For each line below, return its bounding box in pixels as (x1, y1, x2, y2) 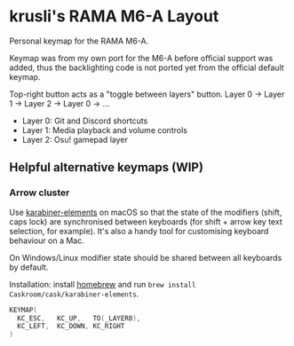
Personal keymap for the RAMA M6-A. (9, 35, 149, 46)
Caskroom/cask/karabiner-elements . (9, 288, 139, 299)
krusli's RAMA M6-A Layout (9, 6, 219, 27)
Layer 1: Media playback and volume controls (21, 124, 188, 135)
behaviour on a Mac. (9, 235, 84, 246)
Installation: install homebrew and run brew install (9, 279, 196, 289)
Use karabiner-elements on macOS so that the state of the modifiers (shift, (9, 207, 282, 217)
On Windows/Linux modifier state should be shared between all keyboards (9, 252, 282, 263)
